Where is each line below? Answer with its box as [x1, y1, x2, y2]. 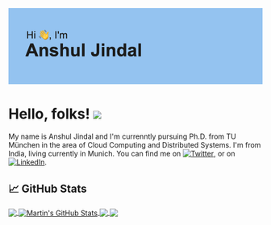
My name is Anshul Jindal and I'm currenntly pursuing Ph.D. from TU [8, 131, 236, 141]
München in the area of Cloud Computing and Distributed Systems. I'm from [8, 140, 261, 150]
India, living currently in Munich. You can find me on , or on [8, 149, 236, 159]
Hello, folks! [8, 105, 90, 123]
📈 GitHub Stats [8, 181, 87, 195]
